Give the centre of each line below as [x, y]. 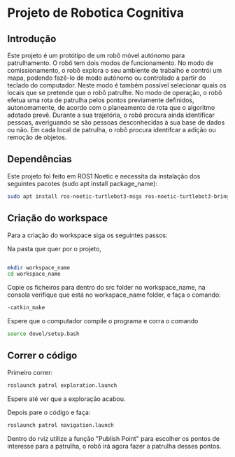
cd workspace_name [34, 274]
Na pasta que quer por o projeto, [54, 248]
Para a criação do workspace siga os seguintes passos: [87, 235]
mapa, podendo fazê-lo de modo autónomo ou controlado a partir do [107, 78]
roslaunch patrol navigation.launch [60, 425]
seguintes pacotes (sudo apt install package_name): [83, 183]
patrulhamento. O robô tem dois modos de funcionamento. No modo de [111, 63]
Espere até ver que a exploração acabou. [66, 399]
